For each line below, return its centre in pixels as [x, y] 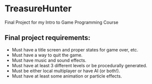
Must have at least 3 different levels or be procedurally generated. [79, 65]
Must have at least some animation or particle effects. [67, 76]
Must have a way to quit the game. [47, 55]
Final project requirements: [47, 38]
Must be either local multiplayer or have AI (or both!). [66, 71]
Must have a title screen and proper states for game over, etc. [75, 49]
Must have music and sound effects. [49, 60]
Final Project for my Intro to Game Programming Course [62, 22]
